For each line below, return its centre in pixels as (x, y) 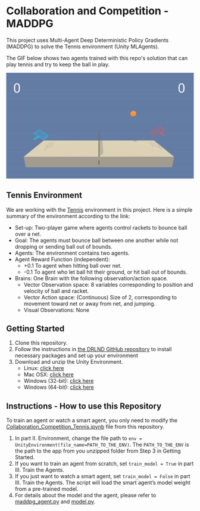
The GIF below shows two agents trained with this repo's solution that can (97, 58)
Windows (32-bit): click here (59, 381)
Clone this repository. (41, 343)
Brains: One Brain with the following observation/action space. (91, 278)
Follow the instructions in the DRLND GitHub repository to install (93, 349)
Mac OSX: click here (49, 374)
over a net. (28, 234)
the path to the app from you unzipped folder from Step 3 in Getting (98, 451)
